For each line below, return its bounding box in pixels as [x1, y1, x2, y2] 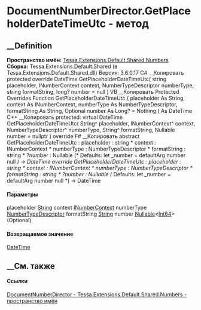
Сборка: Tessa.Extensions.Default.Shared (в [7, 63, 118, 70]
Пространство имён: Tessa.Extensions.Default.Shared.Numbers [7, 57, 169, 63]
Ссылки [7, 278, 28, 285]
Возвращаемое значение [7, 230, 74, 237]
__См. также [7, 261, 56, 271]
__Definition [7, 41, 53, 51]
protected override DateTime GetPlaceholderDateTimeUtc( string [7, 76, 167, 82]
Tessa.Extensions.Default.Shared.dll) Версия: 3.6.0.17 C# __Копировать [7, 69, 184, 76]
